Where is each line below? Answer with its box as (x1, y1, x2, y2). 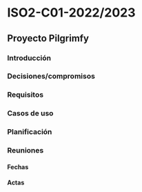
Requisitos (7, 90, 43, 99)
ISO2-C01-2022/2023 (7, 5, 136, 21)
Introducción (7, 53, 52, 63)
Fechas (7, 162, 29, 171)
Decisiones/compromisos (7, 71, 95, 81)
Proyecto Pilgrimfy (7, 32, 90, 44)
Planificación (7, 127, 52, 137)
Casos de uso (7, 108, 54, 118)
